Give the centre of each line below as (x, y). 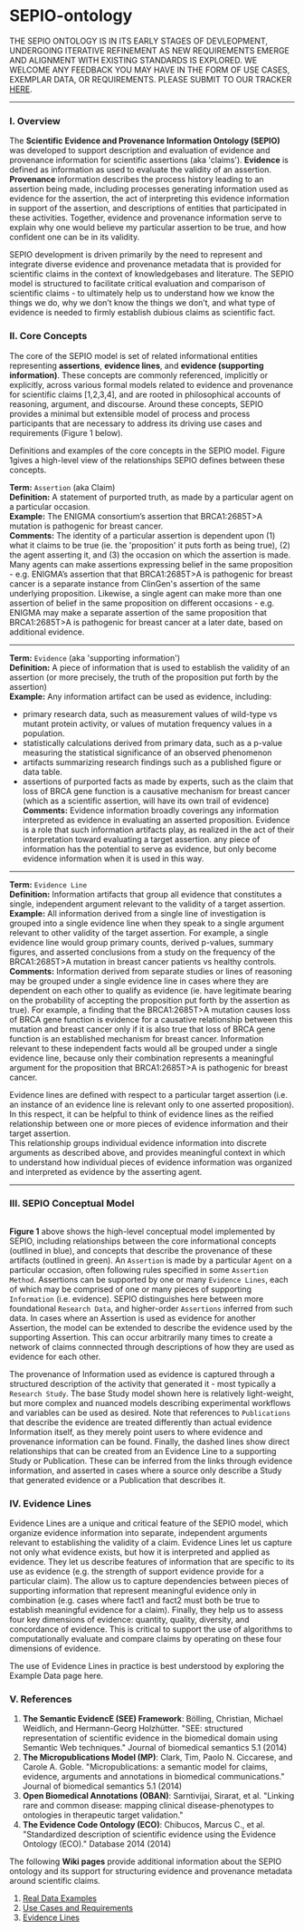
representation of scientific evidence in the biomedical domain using (150, 1738)
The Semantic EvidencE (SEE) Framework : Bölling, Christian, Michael (152, 1719)
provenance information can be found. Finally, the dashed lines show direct (150, 1441)
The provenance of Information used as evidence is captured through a (142, 1373)
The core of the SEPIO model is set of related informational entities (133, 355)
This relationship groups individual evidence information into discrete (138, 1142)
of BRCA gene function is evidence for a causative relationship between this (151, 1019)
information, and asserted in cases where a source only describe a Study (146, 1470)
